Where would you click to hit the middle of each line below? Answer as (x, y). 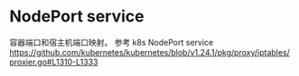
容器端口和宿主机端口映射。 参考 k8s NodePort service (112, 42)
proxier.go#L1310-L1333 (54, 62)
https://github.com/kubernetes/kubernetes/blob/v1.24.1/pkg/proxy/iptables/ (150, 52)
